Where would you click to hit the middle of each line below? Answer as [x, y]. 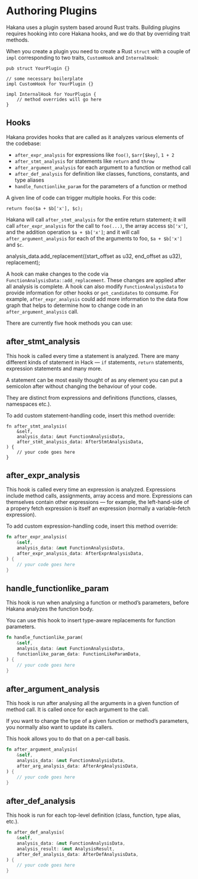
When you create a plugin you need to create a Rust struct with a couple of [98, 51]
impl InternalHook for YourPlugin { [51, 94]
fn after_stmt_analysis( [37, 426]
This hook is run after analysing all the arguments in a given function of [92, 703]
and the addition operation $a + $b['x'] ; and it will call [73, 232]
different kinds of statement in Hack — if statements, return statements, [95, 362]
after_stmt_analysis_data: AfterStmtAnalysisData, [80, 442]
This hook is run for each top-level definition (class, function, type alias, [94, 815]
